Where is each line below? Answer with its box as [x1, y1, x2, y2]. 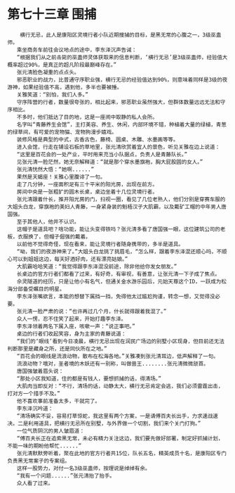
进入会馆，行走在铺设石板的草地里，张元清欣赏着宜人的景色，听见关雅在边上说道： [16, 143, 221, 151]
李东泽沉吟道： [16, 405, 54, 412]
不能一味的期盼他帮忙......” [7, 442, 82, 449]
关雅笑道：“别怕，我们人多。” [16, 91, 89, 98]
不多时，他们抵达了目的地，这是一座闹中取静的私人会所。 [16, 113, 158, 120]
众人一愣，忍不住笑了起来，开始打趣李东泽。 [16, 315, 127, 322]
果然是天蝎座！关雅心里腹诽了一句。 [16, 173, 106, 180]
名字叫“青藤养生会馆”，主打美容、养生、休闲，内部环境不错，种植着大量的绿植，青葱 [16, 121, 227, 128]
